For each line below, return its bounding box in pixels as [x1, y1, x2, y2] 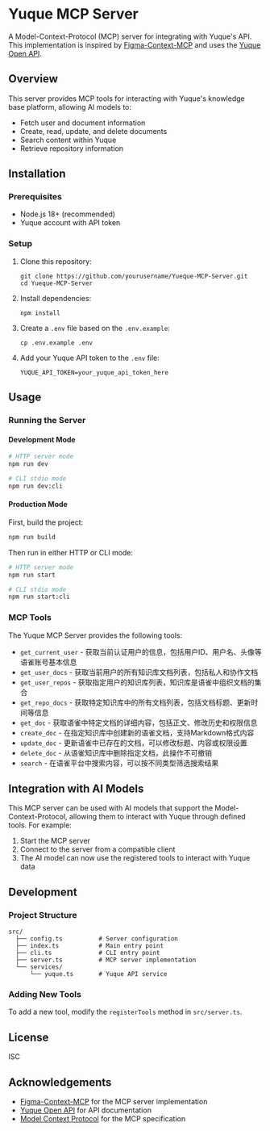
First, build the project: [8, 517, 84, 527]
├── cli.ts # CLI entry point [15, 949, 160, 957]
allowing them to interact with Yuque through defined [69, 812, 246, 822]
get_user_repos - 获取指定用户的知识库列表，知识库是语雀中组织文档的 [19, 677, 255, 687]
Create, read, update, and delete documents [19, 126, 168, 136]
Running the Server [8, 415, 86, 426]
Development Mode [8, 434, 76, 444]
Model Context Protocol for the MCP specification [19, 1114, 186, 1124]
